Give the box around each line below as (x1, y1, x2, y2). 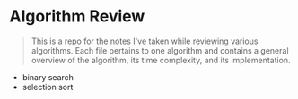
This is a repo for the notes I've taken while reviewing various (31, 36, 259, 46)
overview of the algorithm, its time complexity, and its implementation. (31, 54, 291, 65)
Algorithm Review (9, 6, 145, 27)
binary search (22, 71, 74, 82)
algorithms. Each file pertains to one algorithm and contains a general (31, 45, 289, 55)
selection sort (22, 81, 74, 92)
